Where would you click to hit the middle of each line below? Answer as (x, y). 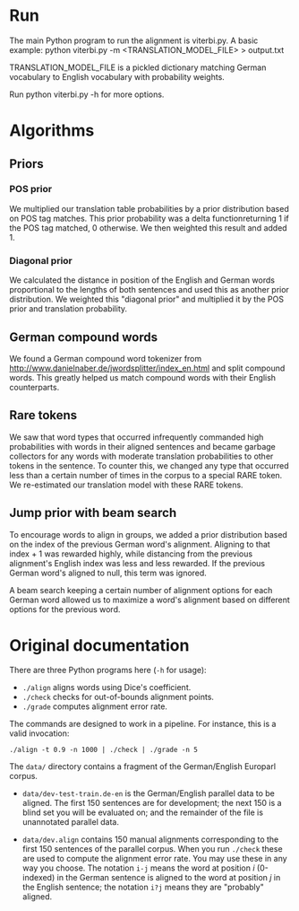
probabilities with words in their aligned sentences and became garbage (142, 446)
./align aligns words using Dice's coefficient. (107, 688)
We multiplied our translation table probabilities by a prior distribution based (149, 208)
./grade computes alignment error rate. (95, 706)
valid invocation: (39, 733)
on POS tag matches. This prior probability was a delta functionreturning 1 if (149, 218)
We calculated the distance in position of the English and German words (142, 280)
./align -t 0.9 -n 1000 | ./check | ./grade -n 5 (104, 750)
